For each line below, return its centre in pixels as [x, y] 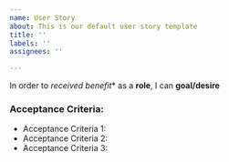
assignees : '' [36, 52]
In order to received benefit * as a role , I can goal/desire [115, 86]
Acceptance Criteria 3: [65, 148]
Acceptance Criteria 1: [64, 129]
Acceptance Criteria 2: [65, 138]
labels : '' [30, 43]
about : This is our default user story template [104, 26]
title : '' [28, 35]
